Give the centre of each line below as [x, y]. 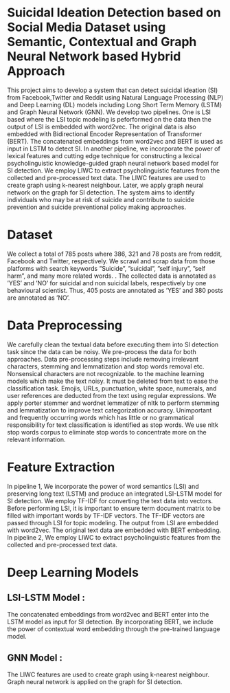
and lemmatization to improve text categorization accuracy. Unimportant [110, 410]
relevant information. [37, 439]
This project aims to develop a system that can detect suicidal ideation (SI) [113, 90]
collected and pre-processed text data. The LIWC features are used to [106, 177]
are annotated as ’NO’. [38, 298]
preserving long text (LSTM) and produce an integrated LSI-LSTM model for [115, 494]
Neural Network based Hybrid [94, 57]
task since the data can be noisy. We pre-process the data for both [102, 351]
